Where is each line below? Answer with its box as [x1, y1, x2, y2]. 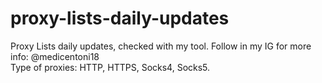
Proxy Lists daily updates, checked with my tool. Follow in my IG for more [10, 40, 312, 52]
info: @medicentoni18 [10, 50, 100, 62]
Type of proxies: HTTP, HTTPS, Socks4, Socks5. [10, 61, 211, 73]
